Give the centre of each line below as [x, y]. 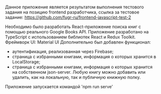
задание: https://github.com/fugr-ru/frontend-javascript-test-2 [68, 17]
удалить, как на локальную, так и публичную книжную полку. [76, 77]
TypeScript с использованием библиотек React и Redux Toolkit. [71, 37]
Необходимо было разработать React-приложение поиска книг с [73, 27]
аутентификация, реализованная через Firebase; [63, 51]
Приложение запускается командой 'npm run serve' [59, 86]
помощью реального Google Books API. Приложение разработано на [77, 32]
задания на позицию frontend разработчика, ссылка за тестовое [72, 12]
